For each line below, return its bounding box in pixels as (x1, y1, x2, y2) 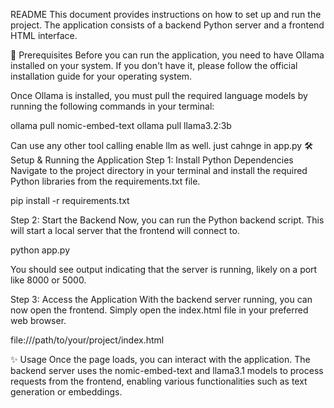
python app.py (10, 244, 71, 256)
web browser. (10, 315, 67, 326)
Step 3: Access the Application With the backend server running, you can (10, 294, 313, 305)
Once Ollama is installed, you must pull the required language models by (10, 90, 308, 101)
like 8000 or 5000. (10, 274, 87, 286)
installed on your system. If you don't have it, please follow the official (10, 60, 298, 71)
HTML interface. (10, 30, 78, 41)
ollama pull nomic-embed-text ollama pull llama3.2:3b (10, 120, 232, 131)
